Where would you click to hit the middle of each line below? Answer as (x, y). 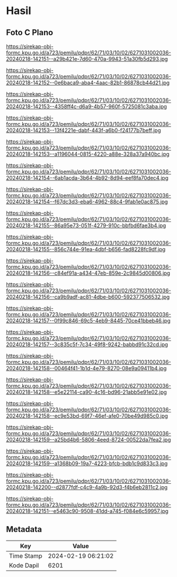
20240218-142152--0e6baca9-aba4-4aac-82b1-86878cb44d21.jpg (88, 83)
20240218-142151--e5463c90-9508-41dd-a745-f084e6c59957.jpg (87, 511)
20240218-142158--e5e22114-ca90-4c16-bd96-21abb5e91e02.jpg (86, 392)
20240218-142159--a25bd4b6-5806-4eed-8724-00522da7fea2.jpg (88, 440)
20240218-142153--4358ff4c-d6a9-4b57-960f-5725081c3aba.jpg (86, 106)
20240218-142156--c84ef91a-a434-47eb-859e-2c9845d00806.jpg (88, 273)
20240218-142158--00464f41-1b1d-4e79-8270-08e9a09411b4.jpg (86, 368)
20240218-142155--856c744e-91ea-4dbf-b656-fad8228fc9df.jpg (86, 249)
